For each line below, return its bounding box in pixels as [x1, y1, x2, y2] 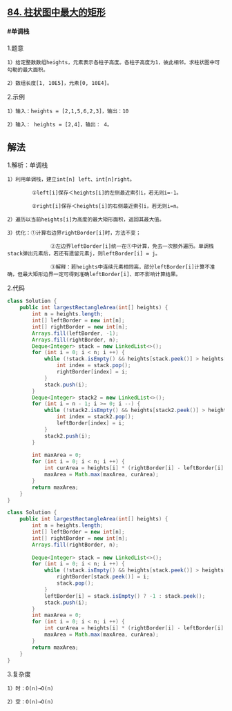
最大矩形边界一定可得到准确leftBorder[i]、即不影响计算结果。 [22, 271, 182, 278]
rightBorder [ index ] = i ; [56, 369, 128, 376]
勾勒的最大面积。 [7, 66, 49, 73]
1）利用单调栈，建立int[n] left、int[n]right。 [7, 176, 135, 183]
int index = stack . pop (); [56, 362, 131, 369]
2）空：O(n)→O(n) [7, 699, 54, 705]
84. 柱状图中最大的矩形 [7, 6, 106, 19]
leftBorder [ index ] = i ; [56, 420, 126, 427]
